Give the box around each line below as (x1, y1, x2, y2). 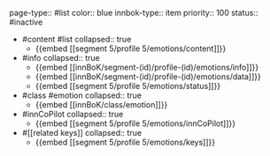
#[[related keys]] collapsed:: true (21, 128, 143, 137)
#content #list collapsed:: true (21, 34, 132, 44)
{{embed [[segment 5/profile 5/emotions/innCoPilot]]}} (35, 118, 236, 129)
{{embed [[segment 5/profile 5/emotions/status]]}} (35, 81, 221, 91)
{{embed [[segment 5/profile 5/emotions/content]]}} (35, 43, 227, 54)
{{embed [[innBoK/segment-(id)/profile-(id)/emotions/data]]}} (35, 71, 261, 82)
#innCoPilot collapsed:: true (21, 109, 124, 119)
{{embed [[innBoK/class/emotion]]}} (35, 100, 168, 109)
